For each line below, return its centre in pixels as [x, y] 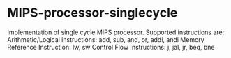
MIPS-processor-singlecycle [92, 13]
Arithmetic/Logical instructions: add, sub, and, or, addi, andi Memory [106, 39]
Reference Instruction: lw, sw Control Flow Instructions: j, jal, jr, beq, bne [111, 47]
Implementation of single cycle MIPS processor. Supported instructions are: [116, 32]
